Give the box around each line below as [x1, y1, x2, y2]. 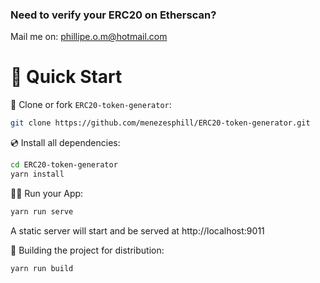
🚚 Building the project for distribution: [10, 244, 165, 256]
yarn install [10, 169, 65, 179]
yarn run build [10, 263, 74, 273]
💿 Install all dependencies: [10, 137, 121, 149]
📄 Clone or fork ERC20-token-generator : [10, 99, 172, 111]
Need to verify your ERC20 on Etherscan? [10, 8, 217, 22]
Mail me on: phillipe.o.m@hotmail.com [10, 31, 168, 43]
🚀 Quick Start [10, 66, 123, 88]
